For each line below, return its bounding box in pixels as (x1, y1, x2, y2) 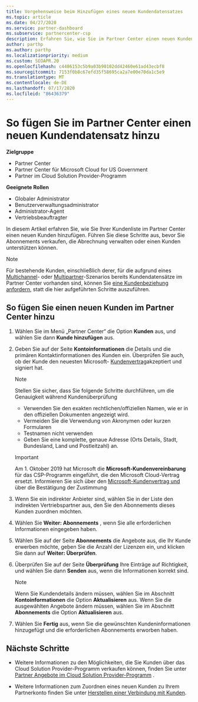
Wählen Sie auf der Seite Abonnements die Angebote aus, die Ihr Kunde (14, 537, 192, 544)
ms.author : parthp (6, 47, 51, 53)
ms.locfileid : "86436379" (6, 91, 70, 97)
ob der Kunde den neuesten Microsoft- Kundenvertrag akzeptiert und (14, 358, 182, 365)
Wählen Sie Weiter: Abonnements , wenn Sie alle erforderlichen (14, 519, 171, 526)
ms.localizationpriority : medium (6, 52, 88, 58)
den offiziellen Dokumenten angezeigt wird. (23, 411, 130, 418)
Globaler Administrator (14, 195, 70, 202)
